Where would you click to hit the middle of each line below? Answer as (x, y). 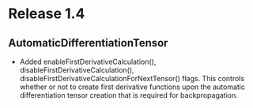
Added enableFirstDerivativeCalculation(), (88, 61)
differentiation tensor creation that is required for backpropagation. (129, 95)
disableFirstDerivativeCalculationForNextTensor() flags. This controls (132, 78)
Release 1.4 (47, 14)
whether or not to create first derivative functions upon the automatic (132, 87)
